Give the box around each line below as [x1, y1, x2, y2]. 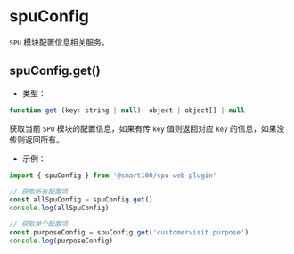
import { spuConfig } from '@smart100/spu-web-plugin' [9, 171, 217, 180]
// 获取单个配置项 [9, 220, 69, 229]
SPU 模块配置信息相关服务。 [9, 37, 110, 47]
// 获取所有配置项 [9, 187, 69, 196]
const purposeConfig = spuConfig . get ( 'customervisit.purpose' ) [9, 228, 249, 237]
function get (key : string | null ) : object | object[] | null [9, 105, 245, 115]
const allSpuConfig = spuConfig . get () [9, 195, 153, 204]
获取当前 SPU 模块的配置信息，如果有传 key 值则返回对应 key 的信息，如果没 [9, 123, 285, 134]
